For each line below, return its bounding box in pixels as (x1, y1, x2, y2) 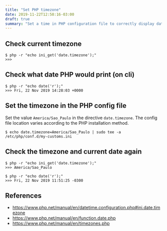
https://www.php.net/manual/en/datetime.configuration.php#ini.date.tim (12, 205, 161, 211)
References (5, 191, 42, 200)
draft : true (5, 16, 30, 21)
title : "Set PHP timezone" (5, 7, 61, 12)
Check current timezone (5, 39, 82, 48)
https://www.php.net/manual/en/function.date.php (12, 215, 116, 221)
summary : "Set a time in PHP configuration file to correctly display (5, 21, 155, 26)
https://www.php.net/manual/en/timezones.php (12, 221, 110, 227)
